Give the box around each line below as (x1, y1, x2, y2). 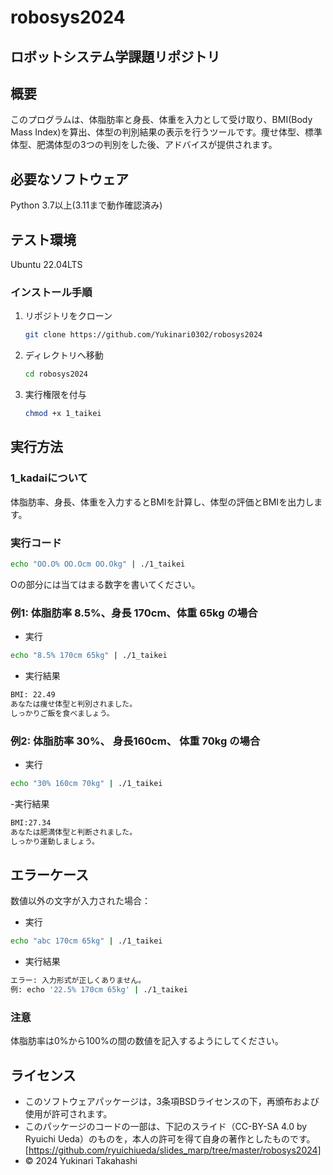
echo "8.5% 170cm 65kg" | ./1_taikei (10, 651, 168, 661)
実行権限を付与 (24, 389, 87, 401)
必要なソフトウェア (10, 171, 129, 188)
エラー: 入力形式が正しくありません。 (10, 976, 147, 986)
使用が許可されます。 (24, 1107, 113, 1120)
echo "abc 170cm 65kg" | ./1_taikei (10, 936, 163, 946)
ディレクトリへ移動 (24, 349, 104, 361)
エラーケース (10, 866, 89, 883)
